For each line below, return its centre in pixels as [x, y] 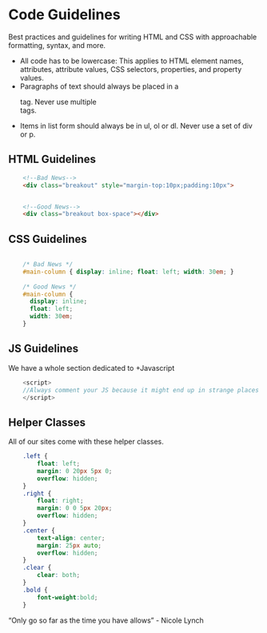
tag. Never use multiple [58, 102]
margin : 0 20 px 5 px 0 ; [75, 471]
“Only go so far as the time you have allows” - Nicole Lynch [106, 620]
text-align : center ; [71, 538]
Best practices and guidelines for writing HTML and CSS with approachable [133, 37]
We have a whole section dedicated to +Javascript [92, 368]
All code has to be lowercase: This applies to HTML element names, [132, 61]
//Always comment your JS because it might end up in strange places [141, 390]
